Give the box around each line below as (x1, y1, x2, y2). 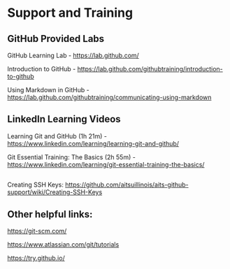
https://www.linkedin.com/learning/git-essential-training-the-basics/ (7, 160, 205, 168)
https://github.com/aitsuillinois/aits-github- (65, 180, 189, 189)
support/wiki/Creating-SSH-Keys (7, 188, 103, 196)
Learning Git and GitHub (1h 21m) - (7, 131, 107, 140)
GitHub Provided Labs (7, 33, 105, 45)
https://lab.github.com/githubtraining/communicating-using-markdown (7, 93, 212, 101)
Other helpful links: (7, 208, 93, 220)
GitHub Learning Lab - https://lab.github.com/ (7, 51, 140, 59)
